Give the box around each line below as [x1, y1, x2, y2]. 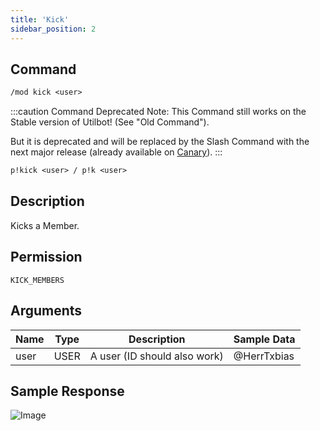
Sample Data [233, 332, 296, 346]
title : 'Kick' [10, 14, 70, 25]
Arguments [10, 302, 83, 320]
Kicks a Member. [10, 219, 80, 231]
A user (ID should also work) [89, 349, 224, 363]
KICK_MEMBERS [10, 275, 65, 285]
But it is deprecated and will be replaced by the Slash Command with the [10, 136, 310, 148]
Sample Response [10, 382, 125, 400]
